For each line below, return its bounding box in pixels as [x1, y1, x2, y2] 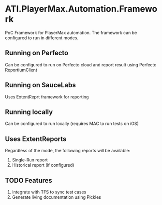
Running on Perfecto [5, 49, 69, 57]
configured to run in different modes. [5, 35, 79, 41]
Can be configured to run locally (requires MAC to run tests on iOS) [5, 121, 139, 126]
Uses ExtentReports [5, 135, 67, 143]
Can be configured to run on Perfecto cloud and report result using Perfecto [5, 62, 157, 67]
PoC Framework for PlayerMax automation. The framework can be [5, 30, 137, 35]
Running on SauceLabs [5, 81, 76, 89]
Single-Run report [12, 157, 48, 163]
